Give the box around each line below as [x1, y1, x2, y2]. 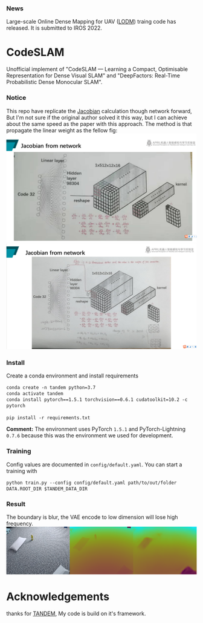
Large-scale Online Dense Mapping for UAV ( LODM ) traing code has [6, 18, 176, 25]
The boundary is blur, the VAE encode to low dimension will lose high [6, 513, 178, 521]
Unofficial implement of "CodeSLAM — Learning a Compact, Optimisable [6, 65, 188, 73]
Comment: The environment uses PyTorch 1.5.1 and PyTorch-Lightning [6, 425, 186, 433]
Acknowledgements [6, 590, 110, 604]
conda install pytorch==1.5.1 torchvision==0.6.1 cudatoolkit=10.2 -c [6, 397, 188, 403]
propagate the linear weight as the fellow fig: [6, 126, 118, 134]
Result [6, 500, 26, 508]
